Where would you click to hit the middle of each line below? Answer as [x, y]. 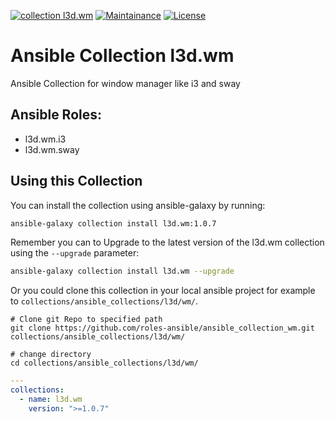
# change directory [51, 355]
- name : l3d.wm [51, 400]
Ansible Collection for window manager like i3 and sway [125, 83]
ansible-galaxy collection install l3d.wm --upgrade [122, 271]
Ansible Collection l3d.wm [122, 56]
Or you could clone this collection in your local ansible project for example [163, 291]
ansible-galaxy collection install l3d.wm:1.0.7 [113, 223]
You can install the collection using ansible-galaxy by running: [138, 205]
